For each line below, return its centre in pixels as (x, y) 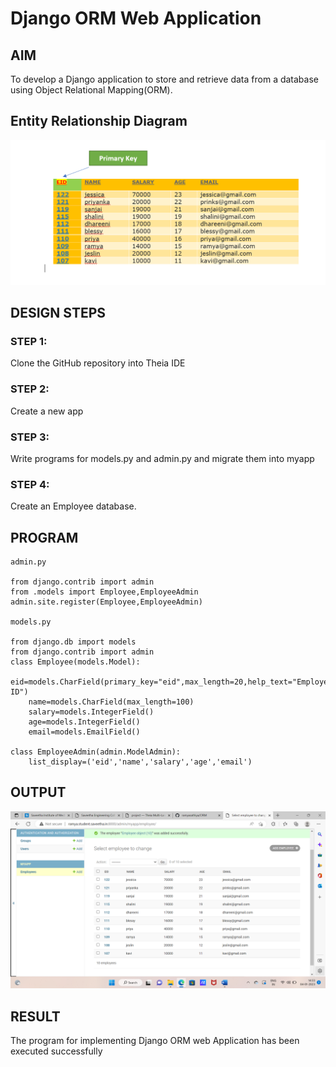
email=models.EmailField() (84, 732)
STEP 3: (30, 437)
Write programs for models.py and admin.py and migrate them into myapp (162, 458)
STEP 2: (30, 389)
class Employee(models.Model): (75, 662)
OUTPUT (38, 792)
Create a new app (47, 411)
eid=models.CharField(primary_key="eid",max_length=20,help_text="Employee (171, 682)
